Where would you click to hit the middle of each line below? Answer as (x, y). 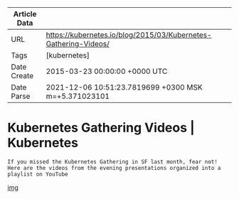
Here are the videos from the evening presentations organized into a (114, 168)
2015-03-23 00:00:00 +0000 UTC (107, 71)
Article (25, 14)
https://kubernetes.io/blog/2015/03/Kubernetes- (129, 35)
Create (22, 76)
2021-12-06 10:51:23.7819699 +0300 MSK (124, 87)
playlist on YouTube (38, 174)
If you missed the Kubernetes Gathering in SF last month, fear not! (113, 162)
